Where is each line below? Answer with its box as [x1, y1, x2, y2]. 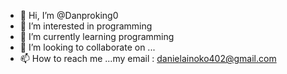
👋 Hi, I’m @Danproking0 [19, 10, 119, 21]
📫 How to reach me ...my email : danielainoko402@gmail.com [19, 53, 277, 64]
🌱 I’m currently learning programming [19, 31, 175, 42]
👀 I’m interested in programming [19, 20, 153, 32]
